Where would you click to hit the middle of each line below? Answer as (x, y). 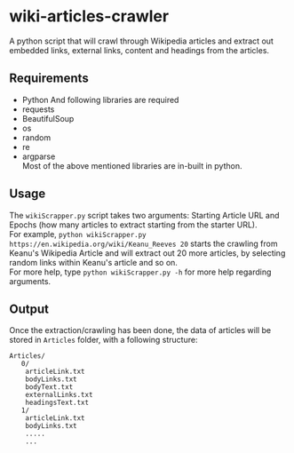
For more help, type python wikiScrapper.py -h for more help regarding (140, 272)
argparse (39, 156)
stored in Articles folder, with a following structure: (103, 340)
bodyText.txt (49, 387)
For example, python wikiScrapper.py (78, 234)
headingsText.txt (57, 403)
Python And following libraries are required (100, 99)
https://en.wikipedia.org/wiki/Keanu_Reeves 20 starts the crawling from (143, 243)
